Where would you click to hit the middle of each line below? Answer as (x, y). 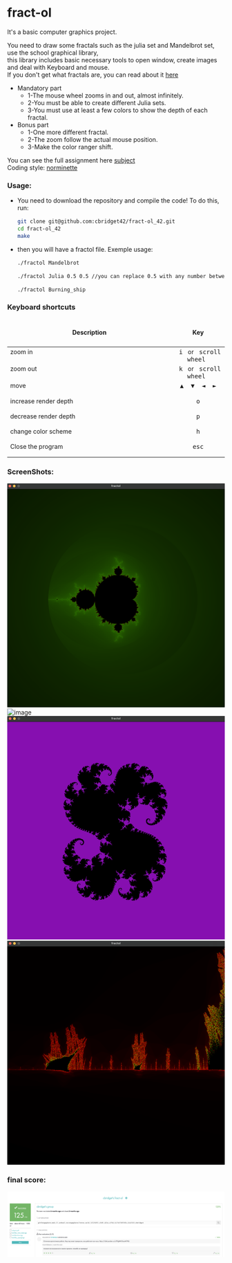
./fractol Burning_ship (51, 289)
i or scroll (200, 351)
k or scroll (200, 369)
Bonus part (33, 125)
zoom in (21, 351)
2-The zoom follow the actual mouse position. (93, 139)
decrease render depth (43, 416)
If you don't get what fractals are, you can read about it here (93, 75)
